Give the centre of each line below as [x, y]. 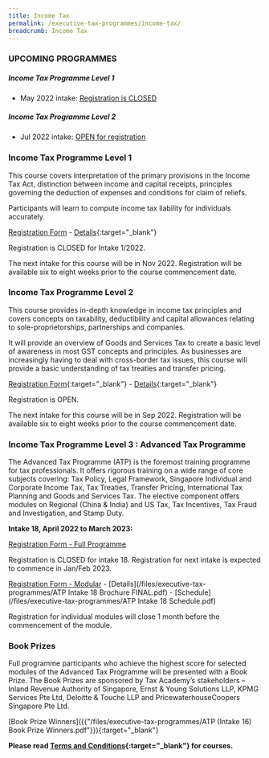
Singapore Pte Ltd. [39, 706]
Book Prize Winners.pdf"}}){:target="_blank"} [84, 730]
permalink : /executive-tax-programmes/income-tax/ [95, 23]
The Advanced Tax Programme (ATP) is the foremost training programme [129, 462]
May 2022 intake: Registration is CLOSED [88, 98]
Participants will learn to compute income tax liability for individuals [120, 208]
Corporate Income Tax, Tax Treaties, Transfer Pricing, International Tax [126, 488]
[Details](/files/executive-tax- [157, 584]
